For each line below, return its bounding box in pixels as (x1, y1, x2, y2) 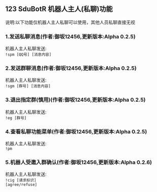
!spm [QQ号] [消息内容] (5, 52, 52, 57)
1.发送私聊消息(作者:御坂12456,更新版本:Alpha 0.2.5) (5, 33, 136, 40)
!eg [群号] (5, 115, 27, 120)
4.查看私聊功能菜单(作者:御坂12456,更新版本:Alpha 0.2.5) (5, 128, 147, 135)
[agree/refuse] (5, 182, 37, 187)
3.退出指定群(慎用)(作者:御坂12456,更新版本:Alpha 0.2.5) (5, 97, 146, 104)
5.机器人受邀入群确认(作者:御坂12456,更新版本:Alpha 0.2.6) (5, 159, 152, 166)
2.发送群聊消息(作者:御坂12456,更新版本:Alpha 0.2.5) (5, 65, 137, 72)
